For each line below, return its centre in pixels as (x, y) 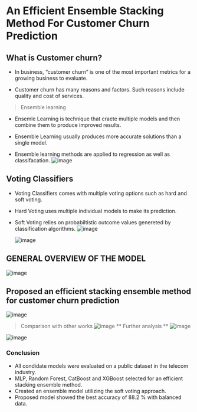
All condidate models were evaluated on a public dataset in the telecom (101, 366)
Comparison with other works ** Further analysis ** (94, 326)
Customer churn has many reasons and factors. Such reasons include (99, 89)
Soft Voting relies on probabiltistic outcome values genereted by (93, 222)
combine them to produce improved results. (68, 125)
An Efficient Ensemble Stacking (85, 11)
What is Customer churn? (54, 58)
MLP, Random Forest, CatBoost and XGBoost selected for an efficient (99, 378)
